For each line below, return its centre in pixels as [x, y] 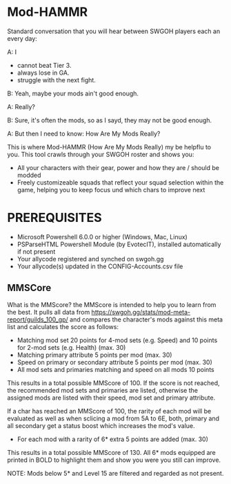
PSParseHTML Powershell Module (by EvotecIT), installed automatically [119, 244]
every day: [22, 38]
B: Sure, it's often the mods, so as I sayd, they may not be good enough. [110, 120]
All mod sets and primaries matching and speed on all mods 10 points [116, 369]
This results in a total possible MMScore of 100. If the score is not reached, [113, 383]
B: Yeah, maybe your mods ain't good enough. [73, 93]
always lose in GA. [43, 73]
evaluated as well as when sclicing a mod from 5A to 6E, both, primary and [113, 418]
